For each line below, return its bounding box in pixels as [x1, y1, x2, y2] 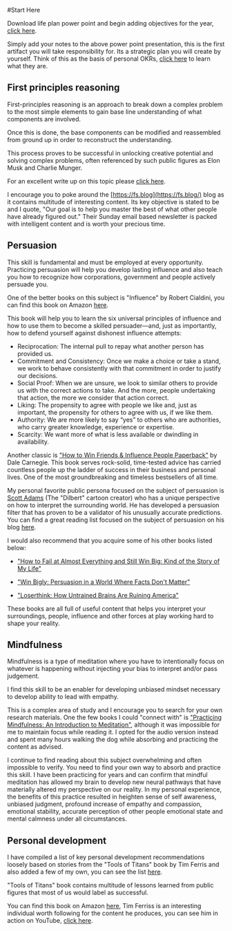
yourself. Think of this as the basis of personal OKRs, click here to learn [7, 55, 211, 63]
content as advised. [7, 743, 64, 751]
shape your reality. [7, 619, 60, 627]
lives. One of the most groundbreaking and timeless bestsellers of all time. [7, 473, 219, 481]
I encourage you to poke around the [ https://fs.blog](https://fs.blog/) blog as [7, 190, 224, 199]
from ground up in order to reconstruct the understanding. [7, 135, 173, 144]
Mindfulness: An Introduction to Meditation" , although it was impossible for [7, 721, 220, 729]
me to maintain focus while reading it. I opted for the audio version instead [7, 728, 219, 736]
